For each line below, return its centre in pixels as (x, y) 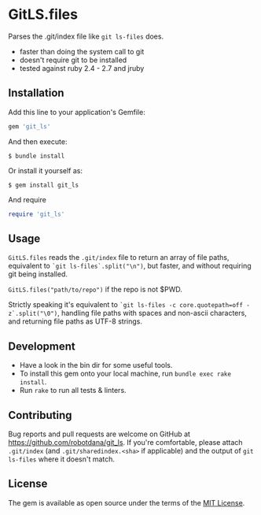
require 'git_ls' (37, 214)
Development (42, 346)
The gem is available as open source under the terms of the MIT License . (127, 502)
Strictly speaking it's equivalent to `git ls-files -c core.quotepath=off (126, 305)
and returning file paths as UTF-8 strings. (75, 321)
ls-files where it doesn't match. (62, 459)
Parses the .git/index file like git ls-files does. (86, 36)
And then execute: (38, 141)
